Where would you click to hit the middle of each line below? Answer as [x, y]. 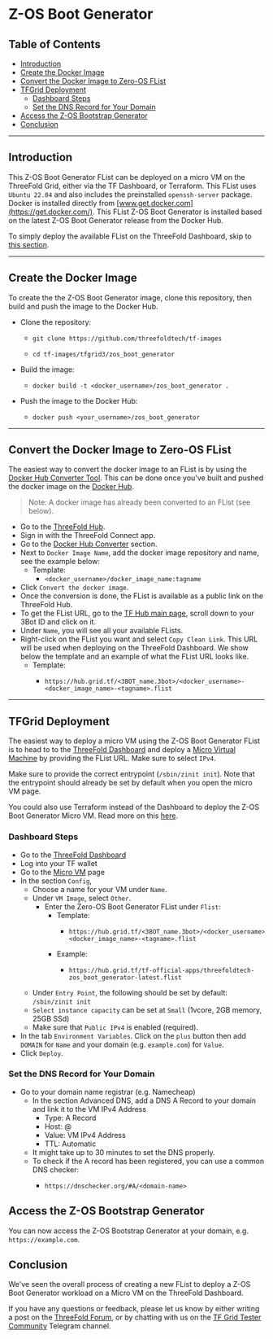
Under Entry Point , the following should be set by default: [130, 992]
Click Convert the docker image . [74, 588]
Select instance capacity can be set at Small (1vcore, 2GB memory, [147, 1009]
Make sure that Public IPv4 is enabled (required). [115, 1027]
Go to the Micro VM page [63, 872]
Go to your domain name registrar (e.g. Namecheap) [108, 1092]
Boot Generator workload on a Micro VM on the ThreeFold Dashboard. [126, 1293]
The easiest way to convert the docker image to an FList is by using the [128, 470]
